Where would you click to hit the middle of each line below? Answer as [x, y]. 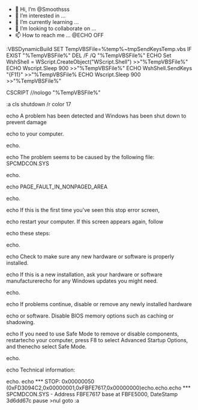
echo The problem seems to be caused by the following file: [80, 157]
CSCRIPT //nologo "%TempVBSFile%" [53, 92]
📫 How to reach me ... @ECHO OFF [59, 35]
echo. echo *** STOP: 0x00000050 [50, 381]
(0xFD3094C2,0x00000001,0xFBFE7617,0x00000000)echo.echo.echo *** [98, 388]
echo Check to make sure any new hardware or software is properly [90, 256]
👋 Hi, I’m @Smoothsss [42, 9]
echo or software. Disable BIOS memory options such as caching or [90, 316]
